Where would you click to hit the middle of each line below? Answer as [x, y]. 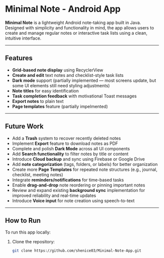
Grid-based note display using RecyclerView [58, 70]
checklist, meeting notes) [38, 174]
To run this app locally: [28, 232]
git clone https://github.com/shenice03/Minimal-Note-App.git [77, 251]
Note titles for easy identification [45, 91]
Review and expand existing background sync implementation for [79, 190]
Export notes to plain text [38, 101]
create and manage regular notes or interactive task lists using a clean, [76, 33]
